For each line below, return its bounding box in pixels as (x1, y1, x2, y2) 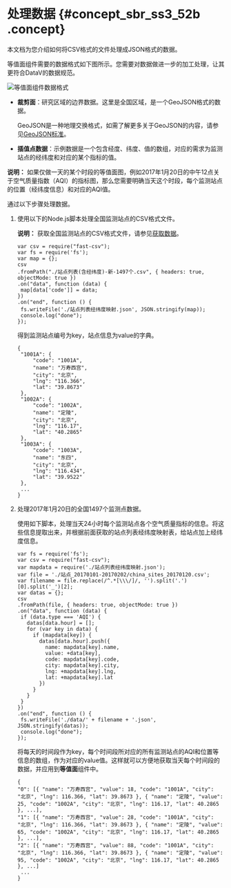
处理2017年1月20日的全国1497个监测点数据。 (17, 504, 145, 513)
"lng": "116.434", (32, 467, 86, 474)
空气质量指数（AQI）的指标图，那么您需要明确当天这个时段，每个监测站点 (12, 176, 223, 185)
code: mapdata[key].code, (45, 656, 120, 663)
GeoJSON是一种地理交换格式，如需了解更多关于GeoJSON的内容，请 (17, 121, 213, 129)
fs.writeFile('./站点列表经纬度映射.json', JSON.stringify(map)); (20, 305, 206, 313)
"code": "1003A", (32, 446, 83, 453)
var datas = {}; (17, 589, 64, 596)
